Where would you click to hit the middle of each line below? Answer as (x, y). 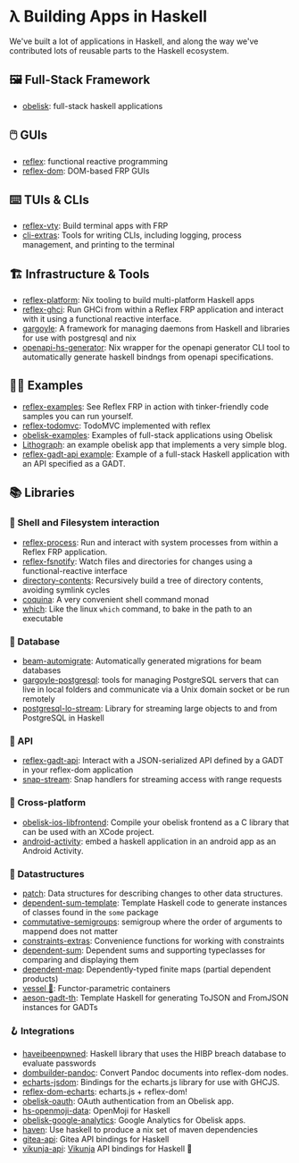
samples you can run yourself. (78, 416)
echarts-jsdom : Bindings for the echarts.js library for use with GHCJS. (151, 1083)
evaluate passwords (59, 1063)
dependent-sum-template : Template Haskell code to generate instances (154, 902)
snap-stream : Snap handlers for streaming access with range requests (152, 780)
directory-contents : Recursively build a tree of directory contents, (142, 580)
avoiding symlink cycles (66, 590)
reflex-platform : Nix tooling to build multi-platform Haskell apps (138, 300)
